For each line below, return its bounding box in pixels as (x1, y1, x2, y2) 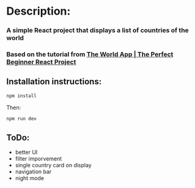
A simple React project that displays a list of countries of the (6, 26, 189, 35)
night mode (15, 175, 45, 182)
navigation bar (15, 168, 52, 175)
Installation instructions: (6, 76, 102, 87)
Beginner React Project (6, 58, 76, 67)
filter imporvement (15, 155, 62, 162)
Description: (6, 4, 71, 18)
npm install (6, 93, 37, 99)
